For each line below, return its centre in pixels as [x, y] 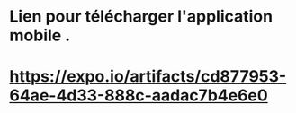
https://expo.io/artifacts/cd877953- [148, 77]
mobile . [40, 35]
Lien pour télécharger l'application [141, 17]
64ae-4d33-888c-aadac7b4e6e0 [139, 96]
